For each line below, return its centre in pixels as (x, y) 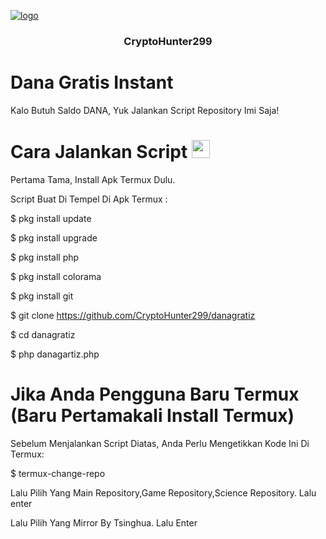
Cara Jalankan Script (99, 152)
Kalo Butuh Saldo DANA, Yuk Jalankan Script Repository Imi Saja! (145, 110)
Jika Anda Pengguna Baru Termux (155, 394)
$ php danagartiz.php (55, 354)
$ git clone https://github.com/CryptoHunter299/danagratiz (133, 315)
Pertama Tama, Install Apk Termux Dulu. (93, 179)
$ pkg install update (51, 218)
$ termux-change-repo (58, 473)
